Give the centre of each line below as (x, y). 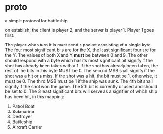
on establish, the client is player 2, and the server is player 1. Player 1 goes (80, 30)
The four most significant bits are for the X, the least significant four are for (81, 50)
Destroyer (22, 116)
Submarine (23, 111)
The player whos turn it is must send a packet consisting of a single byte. (79, 45)
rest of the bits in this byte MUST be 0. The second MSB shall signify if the (80, 70)
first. (10, 35)
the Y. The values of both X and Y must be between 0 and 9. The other (76, 55)
